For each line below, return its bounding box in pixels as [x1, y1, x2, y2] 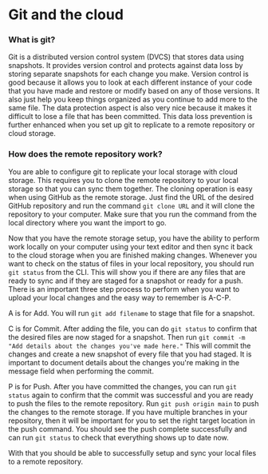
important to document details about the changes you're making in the [8, 357, 240, 367]
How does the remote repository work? [8, 149, 163, 160]
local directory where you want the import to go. [8, 217, 167, 227]
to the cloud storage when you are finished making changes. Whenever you [8, 250, 258, 260]
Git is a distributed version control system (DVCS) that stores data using [8, 52, 245, 62]
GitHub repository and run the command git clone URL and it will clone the [8, 201, 255, 210]
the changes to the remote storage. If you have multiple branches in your [8, 407, 248, 416]
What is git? [8, 34, 56, 46]
